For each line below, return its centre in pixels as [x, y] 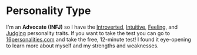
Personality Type [49, 11]
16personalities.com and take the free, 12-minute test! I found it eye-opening [98, 39]
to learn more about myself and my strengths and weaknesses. [82, 46]
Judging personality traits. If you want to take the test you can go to [88, 33]
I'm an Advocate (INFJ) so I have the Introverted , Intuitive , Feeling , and [92, 27]
